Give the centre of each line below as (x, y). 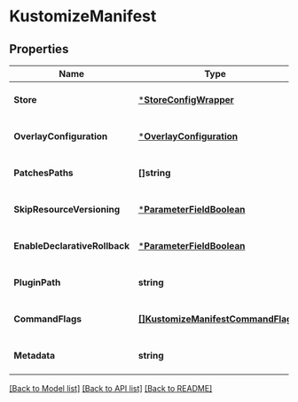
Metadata (35, 356)
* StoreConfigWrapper (186, 100)
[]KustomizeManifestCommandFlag (215, 319)
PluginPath (37, 282)
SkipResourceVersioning (67, 209)
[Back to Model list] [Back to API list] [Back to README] (111, 388)
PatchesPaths (43, 173)
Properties (39, 49)
